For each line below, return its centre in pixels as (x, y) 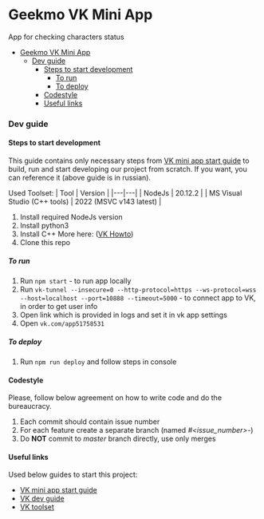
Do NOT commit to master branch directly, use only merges (118, 439)
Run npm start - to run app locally (75, 281)
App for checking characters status (67, 37)
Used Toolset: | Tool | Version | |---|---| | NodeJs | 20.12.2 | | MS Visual (125, 193)
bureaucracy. (30, 406)
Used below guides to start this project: (73, 475)
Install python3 (44, 226)
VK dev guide (42, 499)
